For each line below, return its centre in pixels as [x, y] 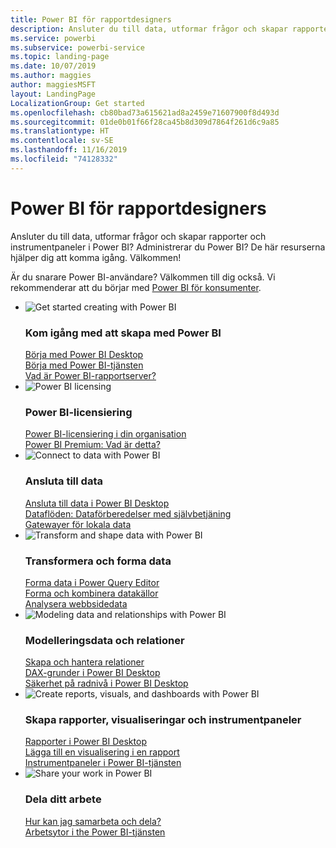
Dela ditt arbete [63, 799]
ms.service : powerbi [53, 38]
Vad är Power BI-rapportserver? [90, 375]
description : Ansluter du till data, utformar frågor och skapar [149, 29]
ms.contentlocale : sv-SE [62, 141]
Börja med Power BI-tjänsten [84, 365]
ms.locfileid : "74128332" [64, 159]
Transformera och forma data [98, 561]
